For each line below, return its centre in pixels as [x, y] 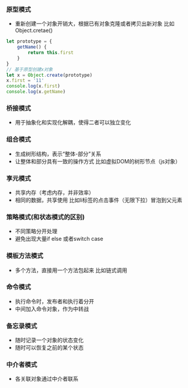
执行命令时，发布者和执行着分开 [54, 301]
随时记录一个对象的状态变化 [49, 340]
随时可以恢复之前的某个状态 [49, 348]
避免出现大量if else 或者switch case [59, 239]
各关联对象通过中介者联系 [47, 379]
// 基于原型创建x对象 [29, 69]
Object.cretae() [34, 31]
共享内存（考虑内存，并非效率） [54, 192]
